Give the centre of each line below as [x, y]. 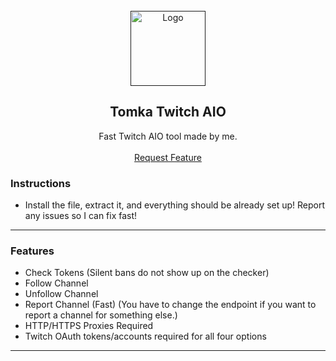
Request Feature [168, 157]
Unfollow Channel [61, 294]
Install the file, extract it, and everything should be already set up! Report [175, 205]
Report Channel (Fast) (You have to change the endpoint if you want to [170, 305]
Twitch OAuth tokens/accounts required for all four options [145, 336]
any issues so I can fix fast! [81, 216]
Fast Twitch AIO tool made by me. [168, 136]
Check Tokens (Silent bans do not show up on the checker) [147, 273]
